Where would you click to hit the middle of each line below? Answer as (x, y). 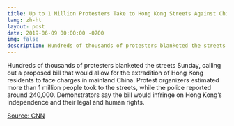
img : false (23, 39)
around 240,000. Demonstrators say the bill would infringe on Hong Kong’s (115, 95)
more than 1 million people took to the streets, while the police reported (109, 88)
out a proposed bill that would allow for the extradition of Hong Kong (106, 73)
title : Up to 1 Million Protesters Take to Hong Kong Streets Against (112, 13)
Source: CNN (26, 116)
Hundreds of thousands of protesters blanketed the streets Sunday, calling (114, 65)
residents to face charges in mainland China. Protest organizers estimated (113, 80)
